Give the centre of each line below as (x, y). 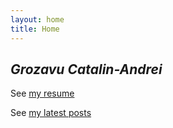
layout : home (37, 19)
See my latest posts (51, 113)
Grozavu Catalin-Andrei (86, 69)
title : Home (35, 29)
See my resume (42, 93)
